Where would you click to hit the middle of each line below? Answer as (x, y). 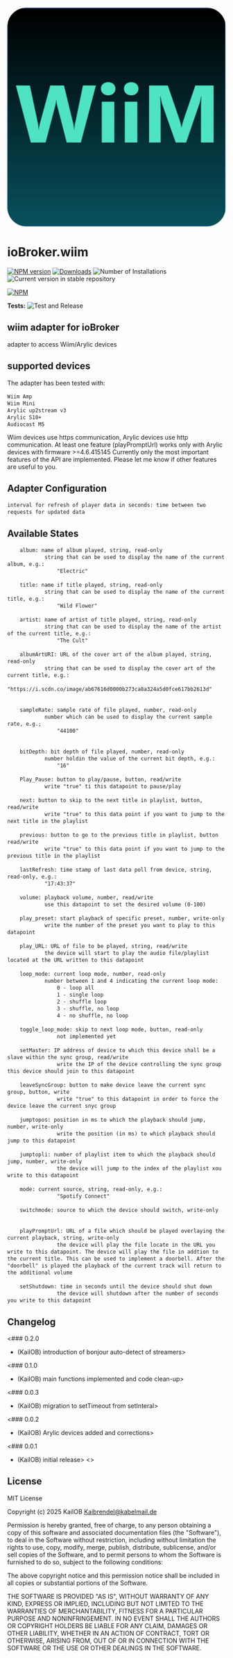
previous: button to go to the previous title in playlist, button (119, 835)
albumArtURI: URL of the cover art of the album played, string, (116, 655)
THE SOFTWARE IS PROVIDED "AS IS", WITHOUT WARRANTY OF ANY (108, 1596)
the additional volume (40, 1273)
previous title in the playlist (54, 856)
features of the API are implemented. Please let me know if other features (112, 459)
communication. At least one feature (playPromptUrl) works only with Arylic (115, 445)
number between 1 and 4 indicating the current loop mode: (131, 981)
